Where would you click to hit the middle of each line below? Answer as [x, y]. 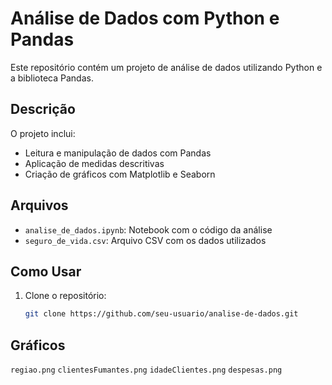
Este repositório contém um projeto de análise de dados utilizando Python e [166, 67]
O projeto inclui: [43, 133]
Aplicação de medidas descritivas [94, 163]
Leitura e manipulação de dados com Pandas [118, 153]
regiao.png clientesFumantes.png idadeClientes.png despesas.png [146, 370]
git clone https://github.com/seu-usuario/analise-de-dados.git [161, 314]
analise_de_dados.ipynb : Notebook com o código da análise [148, 229]
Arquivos [39, 205]
